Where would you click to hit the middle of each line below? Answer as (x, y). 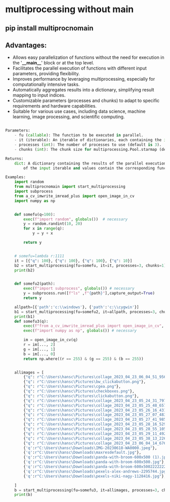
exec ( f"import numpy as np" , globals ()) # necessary (80, 331)
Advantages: (26, 45)
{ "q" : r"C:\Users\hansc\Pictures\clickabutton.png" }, (81, 396)
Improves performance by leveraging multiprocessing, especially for (84, 79)
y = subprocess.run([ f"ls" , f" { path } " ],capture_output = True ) (89, 293)
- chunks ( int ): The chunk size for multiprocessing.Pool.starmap (86, 149)
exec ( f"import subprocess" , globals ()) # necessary (79, 289)
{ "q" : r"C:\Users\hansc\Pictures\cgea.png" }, (72, 387)
